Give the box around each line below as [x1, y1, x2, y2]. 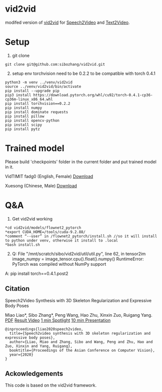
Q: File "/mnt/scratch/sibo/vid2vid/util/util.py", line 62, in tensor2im [12, 251, 146, 256]
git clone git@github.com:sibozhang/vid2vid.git [5, 62, 105, 67]
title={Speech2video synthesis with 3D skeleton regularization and [9, 331, 151, 336]
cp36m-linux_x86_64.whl [5, 97, 53, 102]
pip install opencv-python [5, 118, 60, 123]
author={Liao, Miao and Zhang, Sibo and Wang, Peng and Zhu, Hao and [9, 339, 153, 344]
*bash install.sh [5, 242, 40, 247]
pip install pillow [5, 114, 45, 119]
